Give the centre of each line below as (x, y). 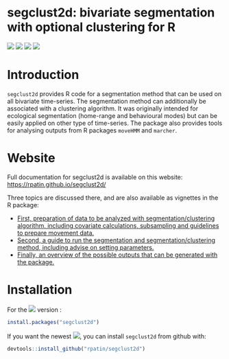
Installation (40, 290)
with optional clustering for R (92, 27)
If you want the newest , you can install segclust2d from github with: (107, 336)
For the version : (34, 310)
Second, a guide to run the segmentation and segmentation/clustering (116, 240)
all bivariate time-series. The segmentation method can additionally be (107, 101)
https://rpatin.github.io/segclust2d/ (57, 184)
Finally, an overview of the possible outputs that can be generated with (117, 255)
